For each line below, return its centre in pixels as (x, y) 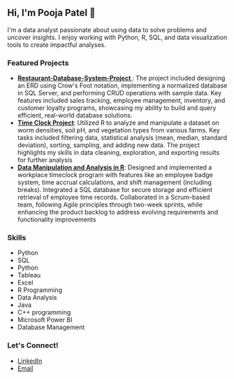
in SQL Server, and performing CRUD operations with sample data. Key (119, 93)
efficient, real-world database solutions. (75, 116)
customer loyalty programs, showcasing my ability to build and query (117, 108)
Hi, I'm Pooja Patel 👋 (51, 13)
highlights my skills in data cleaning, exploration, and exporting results (118, 153)
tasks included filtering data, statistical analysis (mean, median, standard (122, 138)
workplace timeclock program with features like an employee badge (115, 175)
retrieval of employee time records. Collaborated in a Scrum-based (114, 198)
